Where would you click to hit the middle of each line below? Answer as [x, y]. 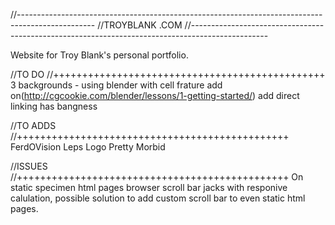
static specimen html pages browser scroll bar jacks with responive [149, 187]
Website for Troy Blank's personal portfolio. [99, 55]
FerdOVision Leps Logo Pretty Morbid [88, 147]
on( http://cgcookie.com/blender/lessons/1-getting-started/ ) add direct [155, 95]
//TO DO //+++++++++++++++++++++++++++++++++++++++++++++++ [168, 74]
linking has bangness [54, 106]
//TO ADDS [33, 125]
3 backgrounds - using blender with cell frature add [116, 85]
